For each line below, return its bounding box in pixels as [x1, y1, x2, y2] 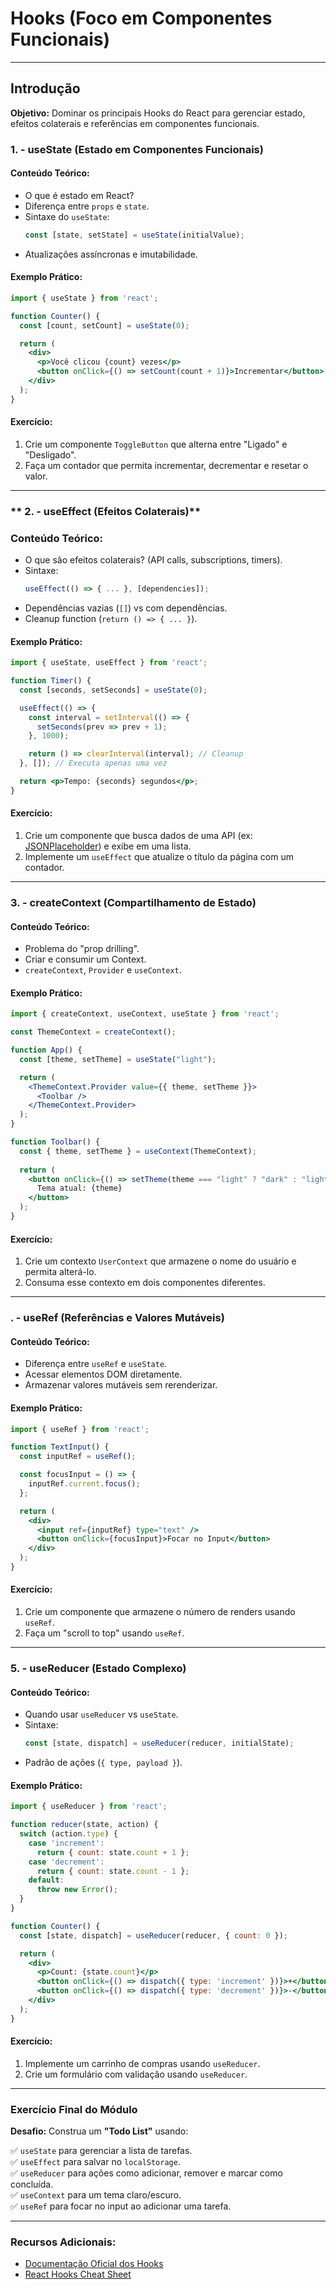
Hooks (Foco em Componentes [10, 7, 273, 30]
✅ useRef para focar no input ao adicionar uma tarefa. [10, 2200, 232, 2212]
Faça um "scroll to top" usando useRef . [24, 1627, 185, 1639]
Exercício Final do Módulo [10, 2102, 138, 2116]
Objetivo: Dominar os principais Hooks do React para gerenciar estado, [10, 107, 306, 119]
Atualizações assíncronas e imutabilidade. [24, 248, 198, 260]
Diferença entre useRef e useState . [24, 1358, 168, 1370]
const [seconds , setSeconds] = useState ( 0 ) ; [19, 685, 208, 695]
